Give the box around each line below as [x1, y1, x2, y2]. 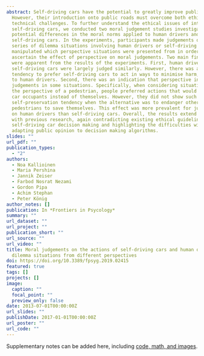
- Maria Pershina [12, 167, 56, 173]
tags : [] [6, 269, 29, 276]
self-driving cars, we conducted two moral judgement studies [12, 26, 172, 32]
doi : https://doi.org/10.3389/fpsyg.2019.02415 [6, 258, 129, 264]
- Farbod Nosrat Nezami [12, 179, 72, 185]
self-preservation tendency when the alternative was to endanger [12, 99, 183, 105]
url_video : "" [6, 241, 42, 247]
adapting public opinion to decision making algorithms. [12, 128, 159, 134]
